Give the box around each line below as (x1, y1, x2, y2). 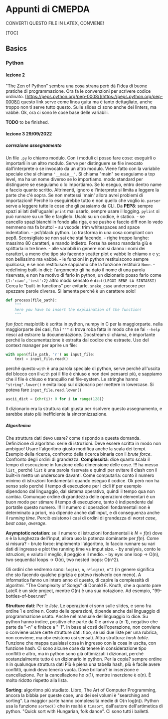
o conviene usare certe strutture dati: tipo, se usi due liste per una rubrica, (5, 629, 159, 635)
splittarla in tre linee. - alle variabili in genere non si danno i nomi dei (5, 246, 146, 252)
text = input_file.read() (14, 356, 69, 362)
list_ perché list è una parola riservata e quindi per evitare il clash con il (5, 467, 158, 473)
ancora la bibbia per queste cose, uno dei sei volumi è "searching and (5, 692, 149, 698)
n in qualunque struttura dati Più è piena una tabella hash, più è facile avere (5, 661, 161, 667)
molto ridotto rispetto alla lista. (5, 677, 68, 683)
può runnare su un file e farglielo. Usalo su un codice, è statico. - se (5, 214, 145, 220)
